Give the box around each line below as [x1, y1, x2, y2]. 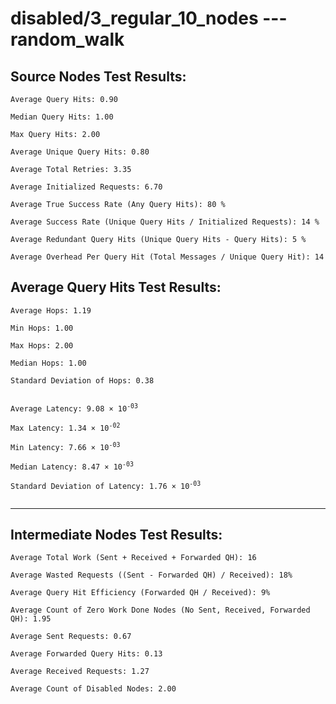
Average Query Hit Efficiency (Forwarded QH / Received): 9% [10, 588, 271, 598]
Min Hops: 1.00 [10, 323, 74, 333]
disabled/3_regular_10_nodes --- [10, 7, 288, 30]
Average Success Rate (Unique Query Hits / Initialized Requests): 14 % [10, 217, 320, 227]
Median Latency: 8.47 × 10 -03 [10, 460, 134, 472]
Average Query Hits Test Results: [10, 279, 222, 296]
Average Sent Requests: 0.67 [10, 632, 132, 642]
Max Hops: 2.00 [10, 340, 74, 351]
